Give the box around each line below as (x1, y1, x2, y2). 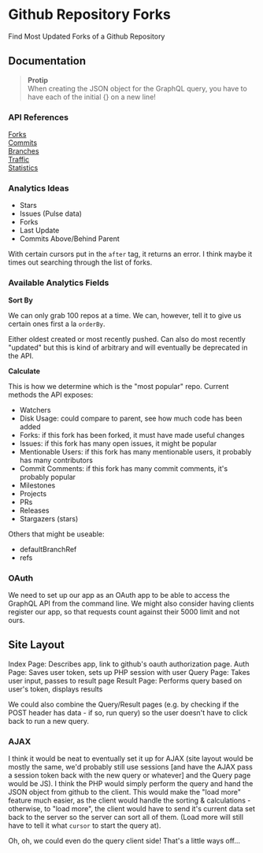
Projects (19, 488, 47, 498)
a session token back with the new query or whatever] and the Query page (8, 770, 251, 781)
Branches (8, 146, 39, 156)
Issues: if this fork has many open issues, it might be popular (19, 439, 217, 448)
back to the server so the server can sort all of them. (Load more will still (8, 813, 244, 822)
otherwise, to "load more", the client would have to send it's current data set (8, 804, 256, 814)
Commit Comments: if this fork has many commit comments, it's (19, 463, 228, 473)
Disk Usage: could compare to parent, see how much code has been (19, 414, 243, 423)
